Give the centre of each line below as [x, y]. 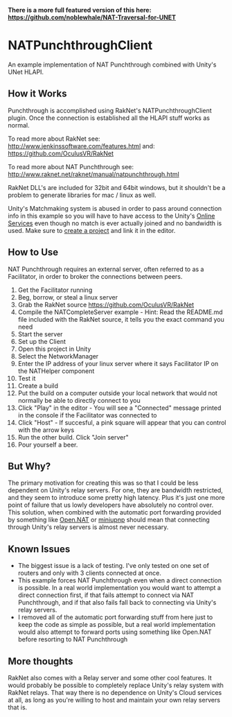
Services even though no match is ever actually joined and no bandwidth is [115, 223]
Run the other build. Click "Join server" [73, 437]
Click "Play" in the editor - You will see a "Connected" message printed [119, 408]
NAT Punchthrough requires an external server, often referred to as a [106, 269]
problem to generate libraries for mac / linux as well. [82, 195]
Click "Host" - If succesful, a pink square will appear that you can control [122, 422]
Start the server [40, 334]
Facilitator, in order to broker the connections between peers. [95, 276]
